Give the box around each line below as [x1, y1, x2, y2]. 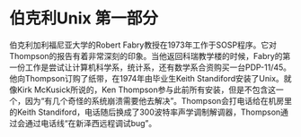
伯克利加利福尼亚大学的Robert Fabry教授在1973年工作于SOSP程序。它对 [9, 39, 277, 50]
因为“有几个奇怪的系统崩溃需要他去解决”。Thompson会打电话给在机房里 [24, 95, 292, 106]
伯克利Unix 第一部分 [9, 8, 159, 29]
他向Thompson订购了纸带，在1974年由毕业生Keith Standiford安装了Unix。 [9, 73, 285, 83]
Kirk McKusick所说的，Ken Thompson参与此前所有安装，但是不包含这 [16, 84, 277, 95]
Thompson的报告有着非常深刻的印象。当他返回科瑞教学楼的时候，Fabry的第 [9, 50, 291, 61]
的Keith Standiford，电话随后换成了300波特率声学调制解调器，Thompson [9, 107, 281, 117]
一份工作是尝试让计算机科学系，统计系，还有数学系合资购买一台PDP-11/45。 [9, 62, 292, 73]
